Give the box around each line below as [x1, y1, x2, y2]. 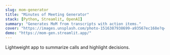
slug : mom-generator [5, 7, 49, 12]
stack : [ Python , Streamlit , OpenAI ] [5, 16, 82, 21]
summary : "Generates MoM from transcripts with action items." [5, 21, 142, 26]
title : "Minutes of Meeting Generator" [5, 12, 90, 17]
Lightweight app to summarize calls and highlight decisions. [5, 44, 130, 50]
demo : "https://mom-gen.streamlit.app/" [5, 30, 92, 35]
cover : [5, 26, 19, 31]
